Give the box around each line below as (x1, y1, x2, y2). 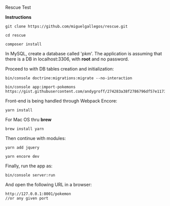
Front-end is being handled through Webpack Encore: (5, 98, 117, 104)
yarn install (5, 108, 33, 113)
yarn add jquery (5, 145, 39, 150)
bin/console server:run (5, 173, 56, 178)
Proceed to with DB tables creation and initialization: (5, 66, 114, 72)
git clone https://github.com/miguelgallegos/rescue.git (5, 24, 128, 29)
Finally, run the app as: (5, 163, 53, 169)
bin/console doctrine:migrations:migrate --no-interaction (5, 76, 133, 81)
